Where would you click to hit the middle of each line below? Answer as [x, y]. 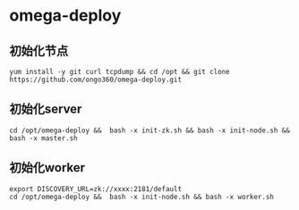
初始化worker [47, 168]
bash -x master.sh [43, 138]
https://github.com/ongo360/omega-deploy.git [95, 80]
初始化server [46, 109]
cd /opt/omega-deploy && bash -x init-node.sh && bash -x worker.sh [142, 197]
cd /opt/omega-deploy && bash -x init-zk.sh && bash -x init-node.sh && [150, 130]
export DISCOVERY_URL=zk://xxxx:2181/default [95, 189]
